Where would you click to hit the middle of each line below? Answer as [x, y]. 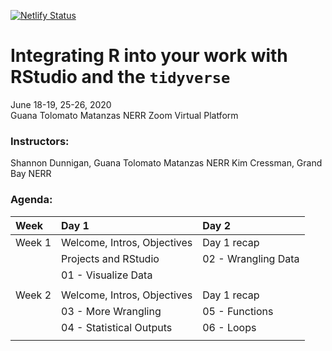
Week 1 [33, 242]
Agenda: [31, 200]
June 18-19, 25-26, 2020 [61, 104]
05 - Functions [238, 311]
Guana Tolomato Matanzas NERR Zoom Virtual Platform [124, 115]
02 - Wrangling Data [251, 258]
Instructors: [40, 141]
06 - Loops [229, 327]
